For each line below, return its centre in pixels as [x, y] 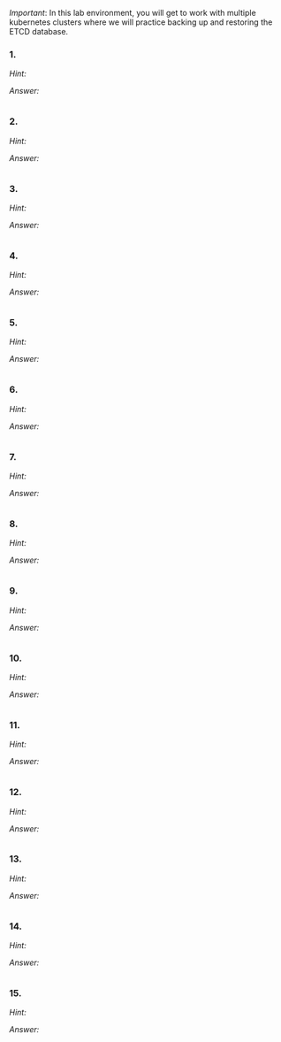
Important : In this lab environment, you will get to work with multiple [133, 13]
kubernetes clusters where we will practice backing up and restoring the [141, 22]
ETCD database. [39, 31]
